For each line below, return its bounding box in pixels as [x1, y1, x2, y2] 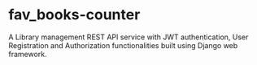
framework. [8, 49, 47, 59]
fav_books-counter [8, 6, 141, 24]
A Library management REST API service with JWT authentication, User [8, 32, 249, 42]
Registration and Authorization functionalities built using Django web [8, 40, 238, 50]
